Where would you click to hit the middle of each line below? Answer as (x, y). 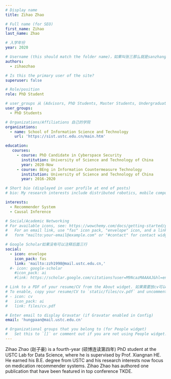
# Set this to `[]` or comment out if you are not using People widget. (86, 334)
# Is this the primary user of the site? (50, 75)
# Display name (21, 10)
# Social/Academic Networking (37, 221)
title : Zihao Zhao (25, 15)
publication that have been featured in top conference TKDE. (69, 371)
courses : (21, 151)
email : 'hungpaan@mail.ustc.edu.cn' (44, 320)
